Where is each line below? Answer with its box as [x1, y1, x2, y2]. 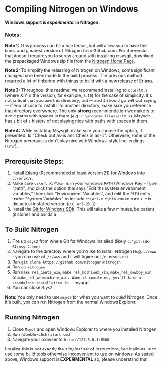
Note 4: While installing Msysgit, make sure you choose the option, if [5, 128, 143, 133]
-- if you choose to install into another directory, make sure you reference [5, 103, 151, 109]
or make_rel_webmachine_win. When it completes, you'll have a [12, 274, 141, 280]
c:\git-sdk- [127, 239, 151, 244]
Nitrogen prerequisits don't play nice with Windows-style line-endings [5, 138, 145, 144]
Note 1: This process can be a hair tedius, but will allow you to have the [5, 43, 147, 49]
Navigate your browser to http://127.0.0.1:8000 [12, 336, 110, 342]
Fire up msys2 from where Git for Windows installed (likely [12, 238, 127, 244]
